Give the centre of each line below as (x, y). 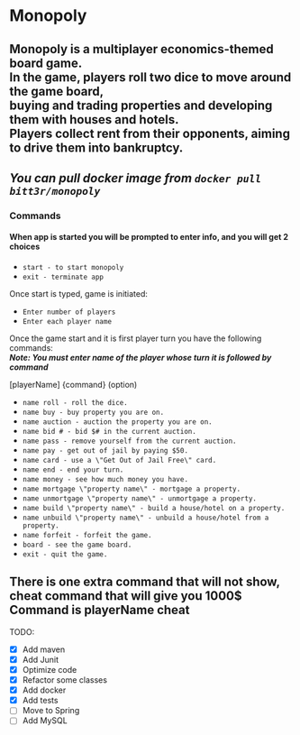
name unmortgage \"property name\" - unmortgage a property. (140, 499)
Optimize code (50, 670)
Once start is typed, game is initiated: (79, 294)
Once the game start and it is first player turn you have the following (136, 338)
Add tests (40, 701)
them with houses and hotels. (94, 119)
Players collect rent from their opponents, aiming (150, 133)
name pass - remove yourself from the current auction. (129, 441)
